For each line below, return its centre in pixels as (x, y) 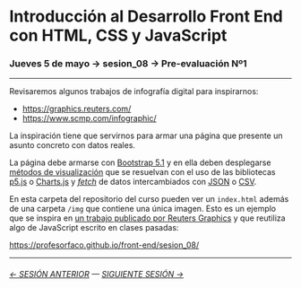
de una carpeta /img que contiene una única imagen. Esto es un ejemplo (143, 209)
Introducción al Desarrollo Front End (146, 17)
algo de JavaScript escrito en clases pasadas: (94, 228)
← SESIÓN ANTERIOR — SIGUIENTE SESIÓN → (97, 275)
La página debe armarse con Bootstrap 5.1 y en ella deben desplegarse (140, 162)
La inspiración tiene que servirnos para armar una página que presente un (146, 135)
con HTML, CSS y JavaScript (118, 35)
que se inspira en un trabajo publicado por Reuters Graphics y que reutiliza (147, 218)
